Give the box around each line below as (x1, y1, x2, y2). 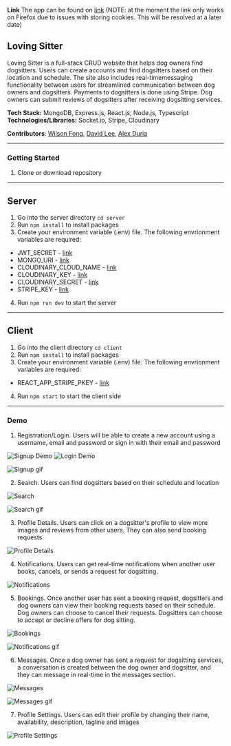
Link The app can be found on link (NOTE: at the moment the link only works (7, 6, 224, 14)
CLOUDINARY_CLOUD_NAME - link (16, 263, 117, 271)
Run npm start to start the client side (16, 392, 122, 400)
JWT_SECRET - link (16, 248, 73, 257)
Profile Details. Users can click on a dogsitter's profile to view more (16, 519, 208, 527)
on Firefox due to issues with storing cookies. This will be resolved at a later (7, 13, 222, 21)
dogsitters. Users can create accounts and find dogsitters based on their (7, 65, 213, 74)
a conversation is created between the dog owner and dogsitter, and (16, 663, 212, 672)
